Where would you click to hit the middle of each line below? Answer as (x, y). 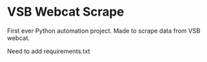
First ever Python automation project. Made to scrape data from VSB (104, 31)
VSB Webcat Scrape (66, 12)
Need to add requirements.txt (49, 51)
